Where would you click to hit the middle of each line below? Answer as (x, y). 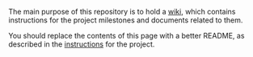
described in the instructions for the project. (82, 44)
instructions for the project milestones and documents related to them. (126, 20)
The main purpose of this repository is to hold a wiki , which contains (122, 12)
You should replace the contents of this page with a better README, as (126, 36)
